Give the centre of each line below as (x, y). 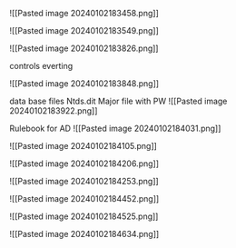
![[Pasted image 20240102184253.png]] (84, 181)
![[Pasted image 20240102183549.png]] (84, 30)
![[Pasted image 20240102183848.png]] (84, 84)
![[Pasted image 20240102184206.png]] (84, 164)
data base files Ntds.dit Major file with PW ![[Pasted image (118, 101)
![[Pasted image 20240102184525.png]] (84, 216)
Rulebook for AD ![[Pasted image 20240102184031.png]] (115, 128)
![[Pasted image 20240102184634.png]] (84, 234)
